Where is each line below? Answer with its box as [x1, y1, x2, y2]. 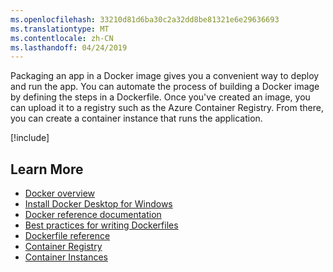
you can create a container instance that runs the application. [10, 112, 263, 125]
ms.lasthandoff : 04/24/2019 [10, 42, 128, 53]
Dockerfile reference [24, 230, 111, 242]
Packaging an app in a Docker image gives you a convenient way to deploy [10, 70, 320, 82]
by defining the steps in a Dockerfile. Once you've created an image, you [10, 91, 311, 103]
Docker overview [24, 187, 96, 200]
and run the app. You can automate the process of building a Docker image [10, 81, 320, 93]
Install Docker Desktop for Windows [24, 198, 173, 210]
